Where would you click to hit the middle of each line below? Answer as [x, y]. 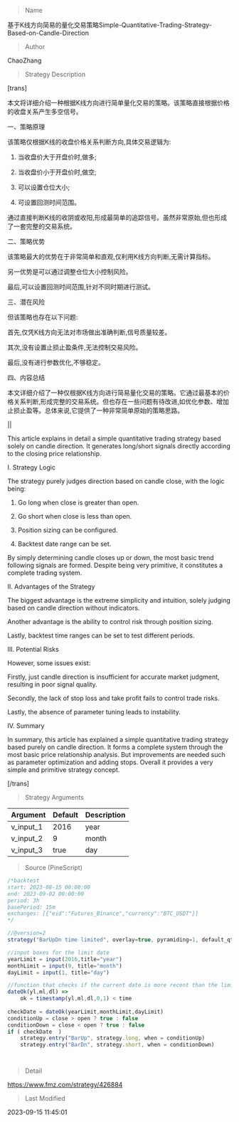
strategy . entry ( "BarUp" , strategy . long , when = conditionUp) [112, 1038]
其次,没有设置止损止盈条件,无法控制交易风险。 [75, 347]
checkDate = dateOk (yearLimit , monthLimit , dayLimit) [85, 1012]
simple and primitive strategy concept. [64, 770]
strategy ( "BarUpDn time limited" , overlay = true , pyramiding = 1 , [103, 940]
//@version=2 [27, 933]
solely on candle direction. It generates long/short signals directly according [119, 446]
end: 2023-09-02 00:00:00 [46, 894]
